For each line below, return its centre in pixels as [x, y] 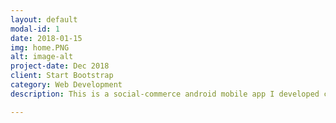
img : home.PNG [40, 47]
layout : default [44, 19]
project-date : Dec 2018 [60, 66]
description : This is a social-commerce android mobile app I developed [165, 94]
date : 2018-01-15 [46, 38]
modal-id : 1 [35, 29]
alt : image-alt [42, 57]
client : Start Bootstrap [62, 76]
